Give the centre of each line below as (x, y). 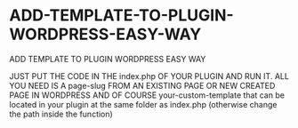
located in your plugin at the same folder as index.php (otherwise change (143, 104)
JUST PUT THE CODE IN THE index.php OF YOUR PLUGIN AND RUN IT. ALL (149, 76)
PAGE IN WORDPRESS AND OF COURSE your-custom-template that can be (147, 95)
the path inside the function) (61, 114)
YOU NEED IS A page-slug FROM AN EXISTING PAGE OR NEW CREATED (142, 85)
